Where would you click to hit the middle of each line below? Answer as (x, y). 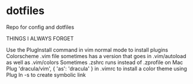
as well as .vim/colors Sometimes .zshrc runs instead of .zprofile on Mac (95, 62)
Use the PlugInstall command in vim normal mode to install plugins (87, 50)
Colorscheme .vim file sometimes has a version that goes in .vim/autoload (96, 56)
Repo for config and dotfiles (40, 27)
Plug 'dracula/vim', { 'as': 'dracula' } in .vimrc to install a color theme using (97, 68)
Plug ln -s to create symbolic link (46, 75)
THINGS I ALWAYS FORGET (40, 38)
